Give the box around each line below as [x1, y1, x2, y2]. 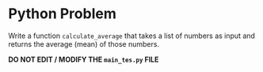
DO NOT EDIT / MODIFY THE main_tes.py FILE [8, 55, 159, 64]
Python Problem [8, 5, 116, 23]
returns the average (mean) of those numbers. [8, 39, 160, 48]
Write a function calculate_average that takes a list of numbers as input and [8, 31, 256, 40]
